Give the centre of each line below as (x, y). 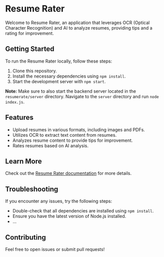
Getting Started (30, 49)
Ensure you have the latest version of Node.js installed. (69, 216)
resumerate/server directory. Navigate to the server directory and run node (82, 96)
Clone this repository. (35, 71)
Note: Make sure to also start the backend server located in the (71, 91)
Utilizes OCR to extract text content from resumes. (64, 135)
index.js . (15, 102)
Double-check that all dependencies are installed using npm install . (83, 211)
